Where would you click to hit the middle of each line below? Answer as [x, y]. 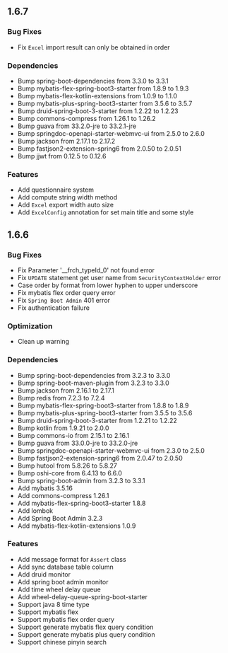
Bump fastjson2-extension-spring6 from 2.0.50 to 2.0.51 [99, 149]
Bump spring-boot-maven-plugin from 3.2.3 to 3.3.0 [93, 383]
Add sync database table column [66, 567]
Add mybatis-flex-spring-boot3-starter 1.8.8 [82, 503]
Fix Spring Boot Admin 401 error [64, 300]
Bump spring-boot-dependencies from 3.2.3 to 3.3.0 [94, 375]
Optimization [30, 326]
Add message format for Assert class [72, 559]
